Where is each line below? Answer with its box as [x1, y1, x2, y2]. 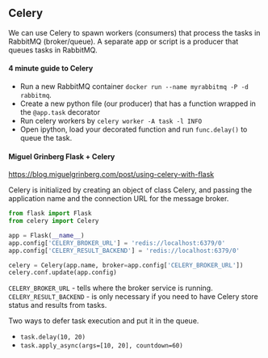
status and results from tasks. [8, 301, 107, 310]
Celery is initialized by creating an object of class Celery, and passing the [8, 185, 253, 195]
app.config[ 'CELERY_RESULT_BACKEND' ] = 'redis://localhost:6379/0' [8, 246, 241, 255]
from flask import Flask [8, 209, 92, 217]
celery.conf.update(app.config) [8, 268, 117, 277]
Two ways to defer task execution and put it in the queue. [8, 316, 199, 326]
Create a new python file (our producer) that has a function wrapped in [19, 99, 257, 108]
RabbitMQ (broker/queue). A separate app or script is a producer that [8, 36, 239, 46]
